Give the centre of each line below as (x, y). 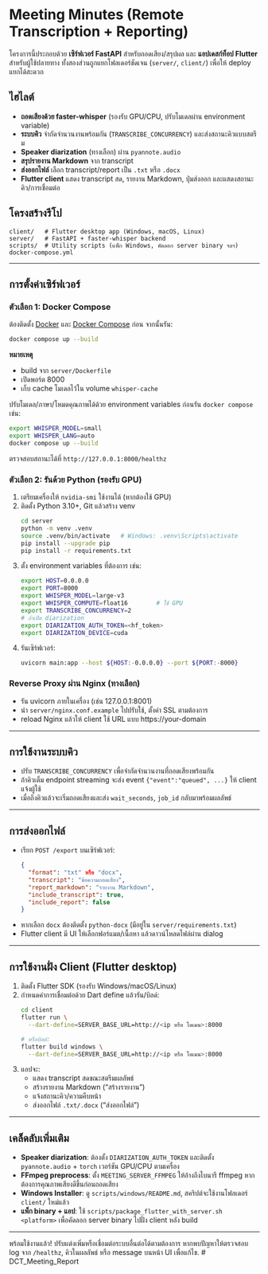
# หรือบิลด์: (35, 1039)
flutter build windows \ (62, 1047)
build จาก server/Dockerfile (66, 370)
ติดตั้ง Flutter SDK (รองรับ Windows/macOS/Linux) (99, 986)
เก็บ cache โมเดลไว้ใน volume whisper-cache (89, 389)
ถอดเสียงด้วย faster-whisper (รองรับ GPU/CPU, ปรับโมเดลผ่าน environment (133, 116)
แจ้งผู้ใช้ (31, 789)
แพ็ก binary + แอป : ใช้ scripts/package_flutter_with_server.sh (122, 1211)
